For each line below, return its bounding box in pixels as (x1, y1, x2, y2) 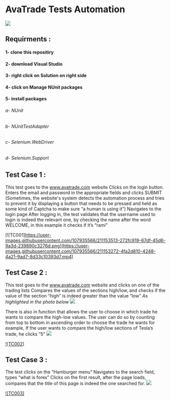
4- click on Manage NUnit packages (5, 84, 83, 90)
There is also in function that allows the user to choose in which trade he (5, 308, 158, 314)
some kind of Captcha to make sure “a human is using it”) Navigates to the (5, 205, 162, 212)
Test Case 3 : (5, 355, 47, 364)
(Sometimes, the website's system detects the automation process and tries (5, 195, 164, 201)
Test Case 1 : (5, 171, 46, 179)
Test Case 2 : (5, 269, 47, 277)
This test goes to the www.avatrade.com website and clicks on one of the (5, 282, 160, 288)
